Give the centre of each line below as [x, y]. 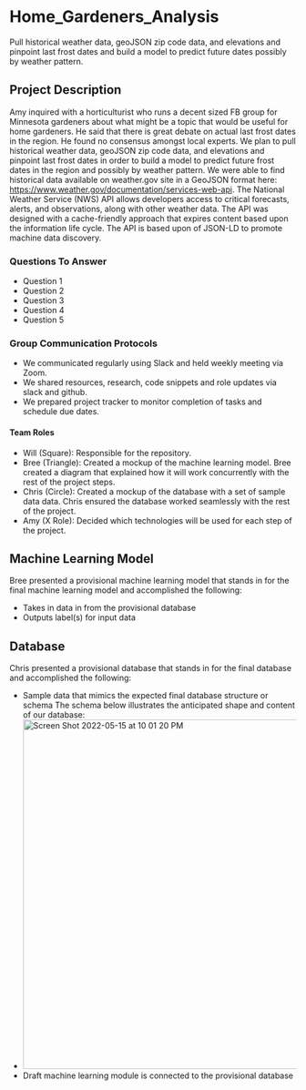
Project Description [66, 90]
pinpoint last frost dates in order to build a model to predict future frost [142, 160]
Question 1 [42, 281]
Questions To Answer [58, 261]
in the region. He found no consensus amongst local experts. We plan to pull [153, 141]
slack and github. [55, 392]
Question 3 [43, 301]
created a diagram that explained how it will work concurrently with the [156, 472]
